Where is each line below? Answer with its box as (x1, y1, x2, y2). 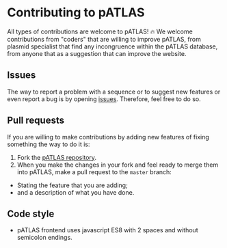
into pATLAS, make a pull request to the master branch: (16, 167, 172, 176)
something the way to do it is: (7, 140, 90, 148)
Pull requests (7, 115, 65, 126)
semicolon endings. (16, 234, 73, 242)
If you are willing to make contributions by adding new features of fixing (7, 133, 210, 141)
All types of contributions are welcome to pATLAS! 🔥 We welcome (7, 27, 193, 36)
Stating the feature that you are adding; (16, 181, 128, 189)
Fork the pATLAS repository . (16, 153, 97, 161)
